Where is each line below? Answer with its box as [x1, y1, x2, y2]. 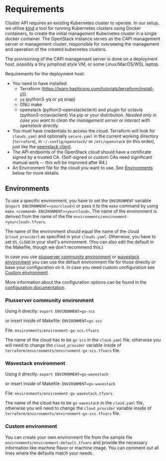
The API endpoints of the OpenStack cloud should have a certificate [12, 149, 152, 155]
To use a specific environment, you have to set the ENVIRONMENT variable [5, 198, 152, 203]
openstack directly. [19, 123, 59, 129]
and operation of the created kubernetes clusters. [5, 46, 107, 52]
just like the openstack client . [12, 143, 72, 149]
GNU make [19, 101, 42, 107]
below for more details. [12, 170, 60, 176]
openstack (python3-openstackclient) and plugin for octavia [19, 107, 143, 113]
